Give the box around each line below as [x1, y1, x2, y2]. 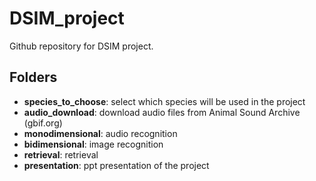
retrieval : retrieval [23, 148, 99, 161]
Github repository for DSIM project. [9, 40, 154, 52]
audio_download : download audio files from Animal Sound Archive [23, 106, 301, 118]
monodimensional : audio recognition [23, 127, 178, 139]
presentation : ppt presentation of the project [23, 159, 210, 171]
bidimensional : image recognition [23, 138, 164, 150]
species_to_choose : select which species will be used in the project [23, 95, 306, 107]
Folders [9, 69, 58, 86]
